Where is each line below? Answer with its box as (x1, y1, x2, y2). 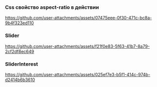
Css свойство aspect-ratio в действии (5, 4, 99, 11)
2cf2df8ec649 (5, 48, 35, 54)
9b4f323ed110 (5, 20, 34, 26)
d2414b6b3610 (5, 77, 35, 83)
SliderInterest (5, 60, 38, 67)
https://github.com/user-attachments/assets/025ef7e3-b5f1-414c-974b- (5, 71, 151, 77)
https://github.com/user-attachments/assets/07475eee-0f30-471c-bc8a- (5, 15, 152, 21)
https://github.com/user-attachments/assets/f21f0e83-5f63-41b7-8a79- (5, 43, 150, 49)
